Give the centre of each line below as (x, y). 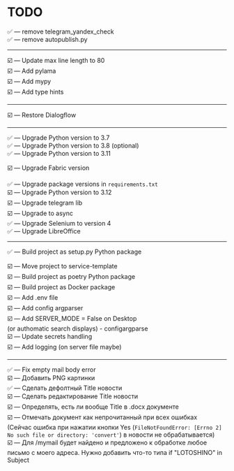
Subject (18, 460)
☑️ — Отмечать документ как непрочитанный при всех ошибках (102, 417)
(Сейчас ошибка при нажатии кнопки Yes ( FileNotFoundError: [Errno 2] (115, 427)
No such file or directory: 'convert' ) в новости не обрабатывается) (111, 435)
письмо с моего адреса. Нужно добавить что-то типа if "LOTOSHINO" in (115, 452)
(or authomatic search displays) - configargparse (78, 328)
